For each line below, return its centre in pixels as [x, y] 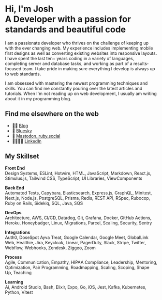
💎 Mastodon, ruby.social [36, 136]
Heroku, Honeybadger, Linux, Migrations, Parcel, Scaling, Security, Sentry [79, 223]
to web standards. [23, 74]
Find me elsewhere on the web [52, 114]
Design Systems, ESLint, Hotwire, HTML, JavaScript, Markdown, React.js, [78, 173]
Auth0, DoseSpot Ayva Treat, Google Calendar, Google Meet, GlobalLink [77, 237]
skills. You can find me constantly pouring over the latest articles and [74, 88]
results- [141, 63]
